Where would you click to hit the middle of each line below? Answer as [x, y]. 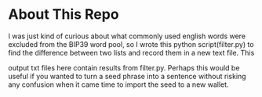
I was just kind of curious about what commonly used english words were [127, 36]
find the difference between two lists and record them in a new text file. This [131, 52]
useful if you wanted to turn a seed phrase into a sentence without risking [127, 76]
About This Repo [64, 14]
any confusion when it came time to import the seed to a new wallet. [118, 84]
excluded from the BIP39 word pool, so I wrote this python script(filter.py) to [131, 44]
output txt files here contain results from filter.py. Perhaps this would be [124, 67]
